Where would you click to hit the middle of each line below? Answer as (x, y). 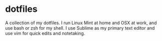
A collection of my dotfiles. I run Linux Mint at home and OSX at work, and (81, 23)
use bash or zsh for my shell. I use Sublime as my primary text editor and (80, 28)
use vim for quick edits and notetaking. (45, 33)
